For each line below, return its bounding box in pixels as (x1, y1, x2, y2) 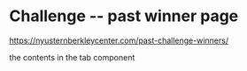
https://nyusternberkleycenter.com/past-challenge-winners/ (9, 35, 228, 46)
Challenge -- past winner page (9, 6, 239, 26)
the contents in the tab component (9, 52, 135, 62)
